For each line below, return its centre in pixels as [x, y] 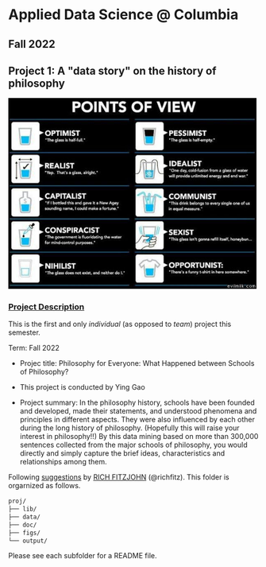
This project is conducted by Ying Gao [82, 387]
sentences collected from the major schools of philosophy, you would [133, 445]
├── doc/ [23, 525]
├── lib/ [23, 509]
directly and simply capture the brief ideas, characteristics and [122, 453]
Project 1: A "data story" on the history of [112, 70]
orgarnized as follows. [44, 486]
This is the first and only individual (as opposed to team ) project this [120, 324]
